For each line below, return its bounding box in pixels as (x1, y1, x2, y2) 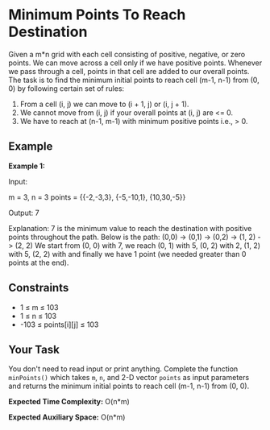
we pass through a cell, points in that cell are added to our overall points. (8, 66, 250, 76)
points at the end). (8, 258, 69, 267)
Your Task (8, 342, 60, 356)
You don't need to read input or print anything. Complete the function (8, 364, 239, 374)
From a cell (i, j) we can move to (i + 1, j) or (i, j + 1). (19, 99, 189, 109)
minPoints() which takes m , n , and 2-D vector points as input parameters (8, 373, 250, 382)
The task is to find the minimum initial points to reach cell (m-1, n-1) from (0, (8, 75, 260, 85)
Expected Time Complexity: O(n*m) (8, 397, 131, 407)
